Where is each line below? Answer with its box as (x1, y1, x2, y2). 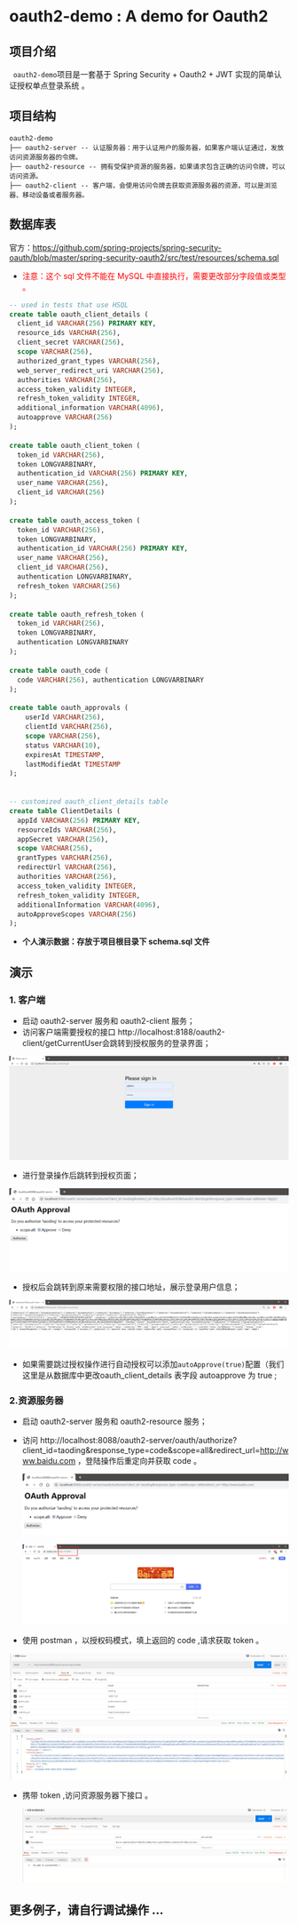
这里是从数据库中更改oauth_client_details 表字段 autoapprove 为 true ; (21, 1370, 278, 1380)
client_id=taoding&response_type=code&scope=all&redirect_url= (21, 1444, 261, 1455)
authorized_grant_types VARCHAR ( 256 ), (17, 356, 161, 365)
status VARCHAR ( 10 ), (25, 740, 101, 750)
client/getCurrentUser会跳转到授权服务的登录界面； (21, 1037, 211, 1048)
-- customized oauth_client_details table (9, 797, 169, 806)
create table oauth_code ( (9, 666, 109, 675)
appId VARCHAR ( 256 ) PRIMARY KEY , (17, 816, 141, 825)
